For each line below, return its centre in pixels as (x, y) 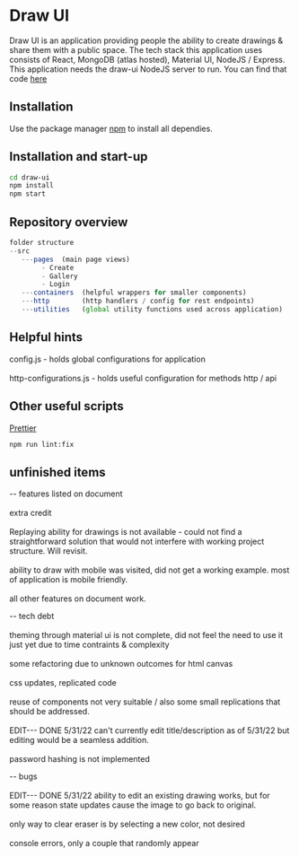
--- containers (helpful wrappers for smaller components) (134, 293)
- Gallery (60, 276)
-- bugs (23, 776)
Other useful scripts (66, 406)
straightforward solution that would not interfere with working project (137, 542)
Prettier (23, 428)
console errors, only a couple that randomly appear (104, 844)
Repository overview (69, 222)
